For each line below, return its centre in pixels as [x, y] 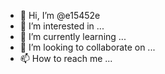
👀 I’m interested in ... [62, 26]
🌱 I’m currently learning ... [73, 36]
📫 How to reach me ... [66, 58]
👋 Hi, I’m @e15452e [60, 15]
